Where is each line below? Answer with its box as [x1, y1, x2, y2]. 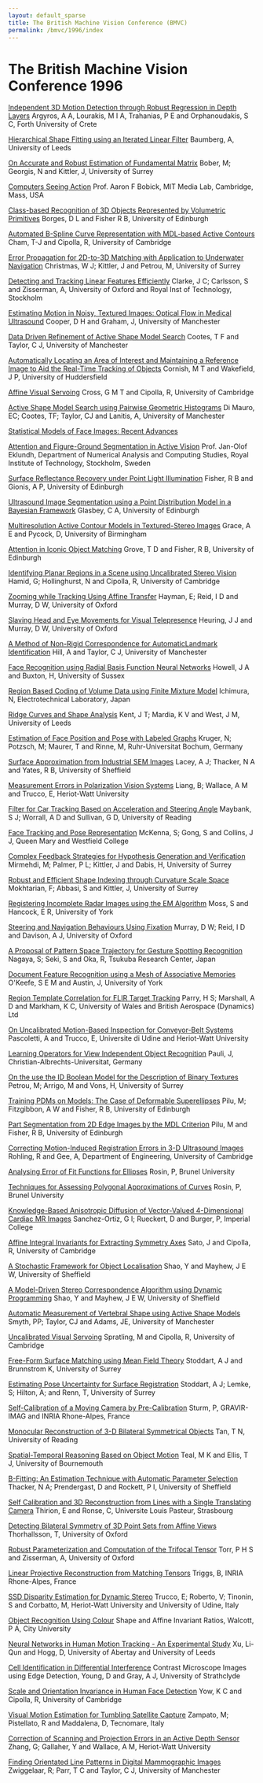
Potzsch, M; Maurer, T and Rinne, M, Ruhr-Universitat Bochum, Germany [8, 742, 243, 752]
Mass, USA [8, 191, 45, 200]
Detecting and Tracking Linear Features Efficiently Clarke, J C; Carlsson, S [8, 276, 249, 286]
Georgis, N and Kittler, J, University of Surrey [8, 167, 154, 176]
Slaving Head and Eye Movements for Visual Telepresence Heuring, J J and [8, 616, 253, 625]
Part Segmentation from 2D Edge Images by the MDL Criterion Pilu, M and [8, 1119, 248, 1130]
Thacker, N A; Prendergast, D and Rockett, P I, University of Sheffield [8, 1482, 232, 1492]
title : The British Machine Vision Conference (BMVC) [8, 19, 188, 27]
